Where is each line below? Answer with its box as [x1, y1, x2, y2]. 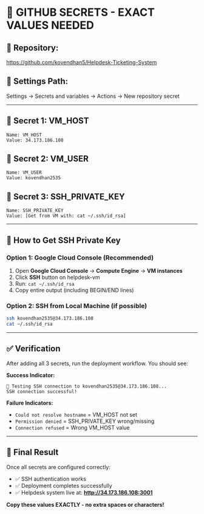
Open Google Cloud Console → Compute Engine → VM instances [15, 267, 183, 274]
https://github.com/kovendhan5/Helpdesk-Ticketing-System [6, 59, 157, 66]
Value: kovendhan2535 [6, 175, 61, 181]
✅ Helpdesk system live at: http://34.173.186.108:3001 [15, 488, 153, 496]
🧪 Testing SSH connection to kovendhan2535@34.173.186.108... [6, 383, 167, 389]
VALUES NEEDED [6, 18, 94, 32]
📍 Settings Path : [6, 76, 69, 87]
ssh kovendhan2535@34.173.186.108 [6, 315, 94, 321]
